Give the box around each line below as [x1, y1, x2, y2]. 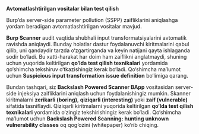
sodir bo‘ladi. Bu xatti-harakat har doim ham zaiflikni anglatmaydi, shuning [6, 53, 187, 60]
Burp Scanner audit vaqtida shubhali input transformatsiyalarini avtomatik [6, 34, 187, 41]
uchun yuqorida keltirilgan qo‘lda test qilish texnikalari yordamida [6, 59, 168, 66]
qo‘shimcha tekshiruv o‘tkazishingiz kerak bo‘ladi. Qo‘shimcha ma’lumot [6, 66, 181, 73]
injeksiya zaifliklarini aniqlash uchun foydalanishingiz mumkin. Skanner [17, 90, 191, 97]
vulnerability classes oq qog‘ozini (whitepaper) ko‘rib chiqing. [6, 122, 159, 128]
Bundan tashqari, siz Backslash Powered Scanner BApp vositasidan [6, 84, 174, 91]
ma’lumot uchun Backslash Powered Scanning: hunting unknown [6, 115, 169, 122]
